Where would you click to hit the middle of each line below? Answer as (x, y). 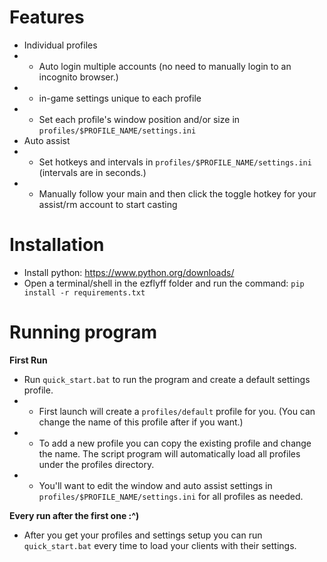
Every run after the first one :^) (74, 515)
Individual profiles (60, 45)
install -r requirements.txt (84, 292)
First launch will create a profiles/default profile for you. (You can (177, 411)
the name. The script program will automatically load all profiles (169, 453)
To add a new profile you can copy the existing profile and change (175, 443)
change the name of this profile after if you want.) (141, 422)
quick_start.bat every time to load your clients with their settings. (160, 545)
